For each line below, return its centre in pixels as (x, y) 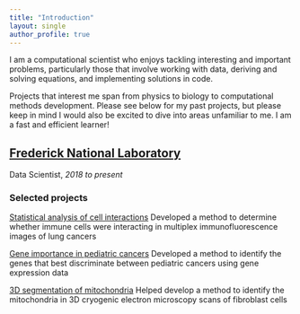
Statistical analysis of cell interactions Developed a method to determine (143, 217)
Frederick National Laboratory (95, 153)
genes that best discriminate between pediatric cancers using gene (134, 263)
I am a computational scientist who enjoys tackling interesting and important (150, 60)
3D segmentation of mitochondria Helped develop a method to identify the (147, 290)
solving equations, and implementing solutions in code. (111, 79)
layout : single (38, 26)
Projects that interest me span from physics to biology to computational (141, 96)
